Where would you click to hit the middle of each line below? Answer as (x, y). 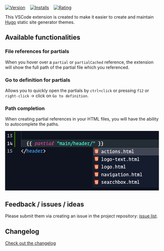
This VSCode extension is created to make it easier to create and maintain (79, 17)
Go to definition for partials (38, 80)
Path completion (25, 108)
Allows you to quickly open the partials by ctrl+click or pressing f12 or (77, 90)
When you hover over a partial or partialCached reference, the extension (79, 62)
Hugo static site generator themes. (40, 22)
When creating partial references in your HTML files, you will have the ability (82, 119)
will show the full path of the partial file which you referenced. (67, 67)
